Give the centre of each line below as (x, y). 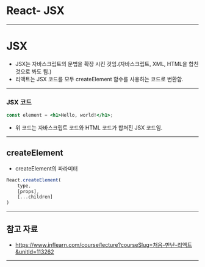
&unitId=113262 (34, 252)
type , (24, 186)
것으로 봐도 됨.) (33, 71)
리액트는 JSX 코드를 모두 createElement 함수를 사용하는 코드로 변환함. (99, 79)
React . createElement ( (34, 180)
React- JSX (36, 11)
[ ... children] (35, 197)
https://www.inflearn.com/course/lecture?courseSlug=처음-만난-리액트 (103, 245)
